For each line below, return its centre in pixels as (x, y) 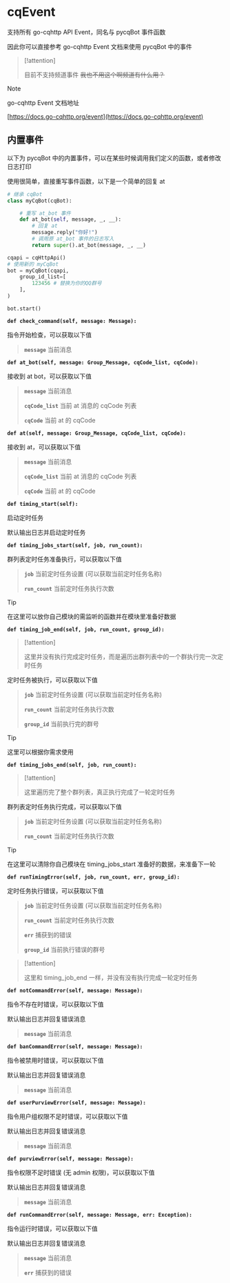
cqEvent (31, 12)
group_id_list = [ (43, 277)
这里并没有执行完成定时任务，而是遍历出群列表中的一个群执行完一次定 (124, 656)
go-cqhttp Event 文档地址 (43, 102)
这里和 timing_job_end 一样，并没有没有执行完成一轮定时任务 (111, 977)
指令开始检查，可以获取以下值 (49, 335)
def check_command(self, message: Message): (72, 321)
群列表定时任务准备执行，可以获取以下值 (64, 559)
